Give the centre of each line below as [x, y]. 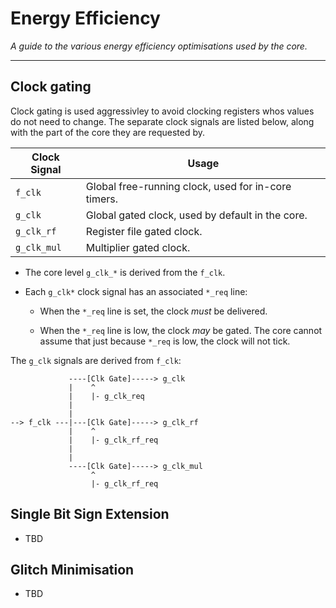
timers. [102, 199]
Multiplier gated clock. [138, 247]
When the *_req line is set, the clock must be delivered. [153, 311]
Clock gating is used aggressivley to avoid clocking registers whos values [162, 111]
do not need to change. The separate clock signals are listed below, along [162, 121]
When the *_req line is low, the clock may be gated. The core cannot [181, 330]
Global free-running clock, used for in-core [188, 186]
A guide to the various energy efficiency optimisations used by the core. [159, 46]
